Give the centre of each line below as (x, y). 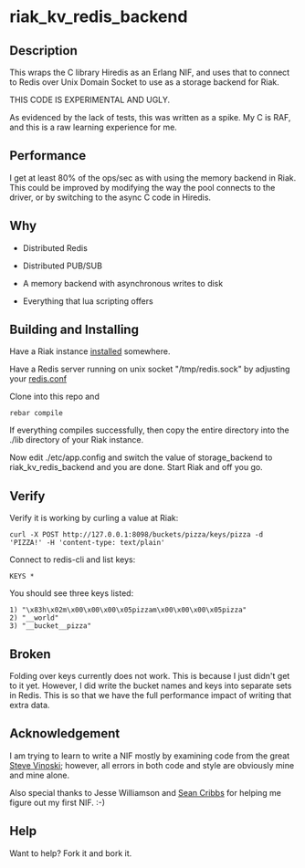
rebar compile (37, 413)
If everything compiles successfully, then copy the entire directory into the (149, 430)
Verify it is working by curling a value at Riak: (94, 518)
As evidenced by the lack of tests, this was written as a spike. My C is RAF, (150, 117)
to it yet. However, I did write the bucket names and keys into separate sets (151, 685)
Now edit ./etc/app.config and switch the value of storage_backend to (141, 457)
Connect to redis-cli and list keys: (73, 559)
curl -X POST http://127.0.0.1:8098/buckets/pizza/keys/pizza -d (136, 535)
